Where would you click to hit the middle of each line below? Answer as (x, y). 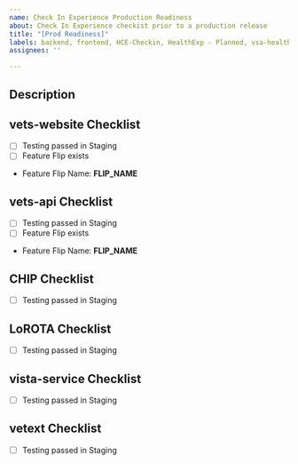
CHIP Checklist (52, 279)
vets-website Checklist (75, 124)
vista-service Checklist (75, 379)
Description (42, 94)
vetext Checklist (55, 429)
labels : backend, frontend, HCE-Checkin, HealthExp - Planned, (129, 42)
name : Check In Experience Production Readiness (101, 17)
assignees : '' (35, 51)
